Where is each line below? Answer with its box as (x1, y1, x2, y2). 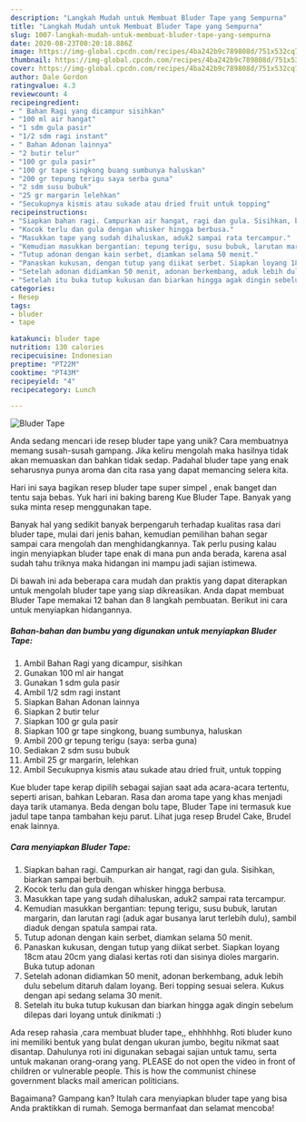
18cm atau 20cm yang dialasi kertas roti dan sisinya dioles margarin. (23, 952, 280, 963)
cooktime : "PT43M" (10, 368, 80, 378)
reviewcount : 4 (10, 89, 68, 98)
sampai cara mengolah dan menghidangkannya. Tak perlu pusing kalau (10, 539, 277, 550)
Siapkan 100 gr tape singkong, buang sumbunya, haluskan (23, 725, 242, 737)
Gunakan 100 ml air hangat (23, 668, 124, 679)
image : (10, 47, 35, 56)
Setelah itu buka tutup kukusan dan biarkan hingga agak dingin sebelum (23, 1000, 294, 1011)
